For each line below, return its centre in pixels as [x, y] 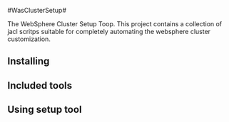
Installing [29, 61]
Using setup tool [45, 110]
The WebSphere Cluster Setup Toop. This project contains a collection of [115, 24]
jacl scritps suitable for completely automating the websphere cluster [109, 32]
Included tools [40, 85]
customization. [29, 39]
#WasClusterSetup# [37, 10]
